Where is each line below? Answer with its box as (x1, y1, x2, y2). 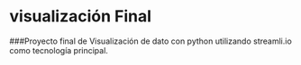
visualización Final (9, 6, 151, 27)
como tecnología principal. (9, 45, 108, 55)
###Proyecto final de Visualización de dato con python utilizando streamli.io (9, 36, 293, 46)
